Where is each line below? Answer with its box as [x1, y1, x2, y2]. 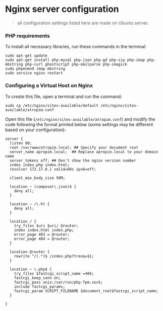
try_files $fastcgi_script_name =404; [14, 271, 94, 276]
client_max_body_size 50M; [9, 175, 65, 180]
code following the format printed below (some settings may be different [5, 121, 153, 127]
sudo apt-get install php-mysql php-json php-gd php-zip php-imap [5, 58, 145, 63]
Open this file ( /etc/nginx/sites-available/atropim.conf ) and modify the [5, 116, 155, 122]
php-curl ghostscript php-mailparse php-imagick [25, 62, 127, 67]
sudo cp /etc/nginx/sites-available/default [5, 103, 99, 108]
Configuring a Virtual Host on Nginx [5, 82, 93, 89]
